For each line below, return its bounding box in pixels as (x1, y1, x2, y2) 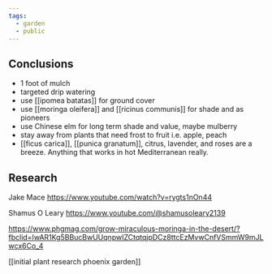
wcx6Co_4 (8, 241, 44, 250)
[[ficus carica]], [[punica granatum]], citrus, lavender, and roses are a (19, 139, 253, 148)
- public (15, 27, 45, 35)
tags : (8, 11, 27, 20)
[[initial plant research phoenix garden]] (8, 257, 141, 266)
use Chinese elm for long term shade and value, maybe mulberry (19, 122, 238, 131)
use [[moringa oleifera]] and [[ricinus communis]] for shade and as (19, 105, 244, 114)
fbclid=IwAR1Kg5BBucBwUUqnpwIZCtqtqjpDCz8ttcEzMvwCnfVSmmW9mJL (8, 233, 264, 242)
